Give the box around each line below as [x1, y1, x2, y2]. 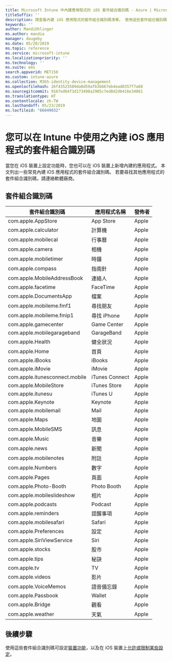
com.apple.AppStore [8, 217, 57, 224]
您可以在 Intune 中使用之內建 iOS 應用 [5, 132, 165, 143]
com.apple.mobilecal [8, 236, 58, 243]
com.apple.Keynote [8, 398, 55, 406]
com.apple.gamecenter [8, 321, 64, 328]
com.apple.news [8, 445, 48, 452]
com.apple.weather [8, 610, 55, 617]
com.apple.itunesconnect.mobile [8, 373, 87, 380]
